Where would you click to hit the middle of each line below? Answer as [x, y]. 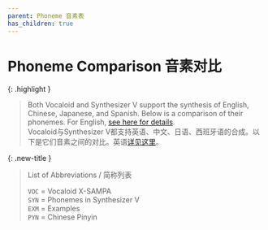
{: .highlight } [29, 89]
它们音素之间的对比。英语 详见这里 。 [102, 142]
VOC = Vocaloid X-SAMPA [69, 191]
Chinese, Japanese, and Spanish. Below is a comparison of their [135, 114]
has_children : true [41, 24]
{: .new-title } [30, 158]
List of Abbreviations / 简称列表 [80, 175]
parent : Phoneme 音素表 [46, 16]
